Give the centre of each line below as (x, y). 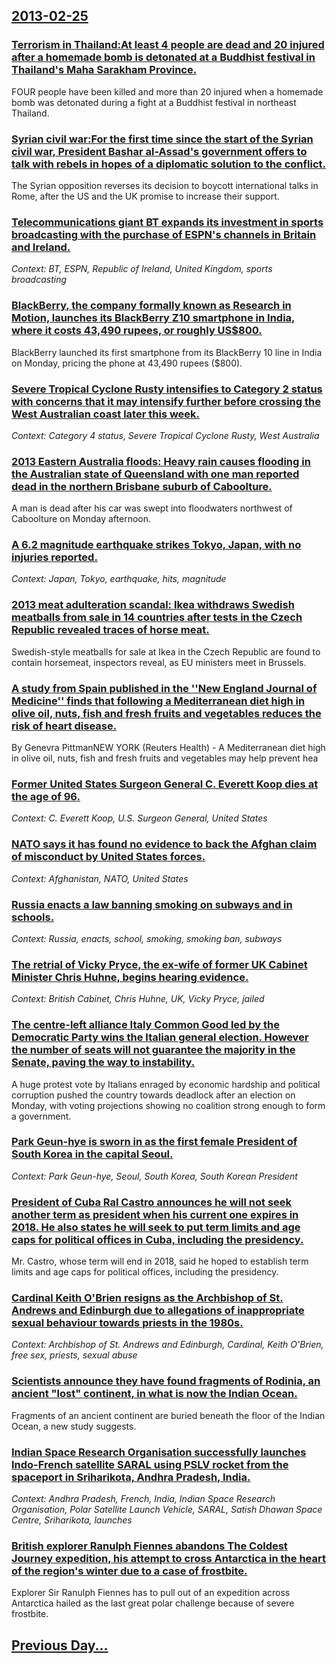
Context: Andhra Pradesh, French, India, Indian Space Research (143, 1499)
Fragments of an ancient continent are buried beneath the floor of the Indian (168, 1415)
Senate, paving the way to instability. (103, 1062)
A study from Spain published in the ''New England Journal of (164, 688)
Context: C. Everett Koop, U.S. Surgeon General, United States (139, 818)
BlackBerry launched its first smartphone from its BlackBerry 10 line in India (167, 352)
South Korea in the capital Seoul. (92, 1154)
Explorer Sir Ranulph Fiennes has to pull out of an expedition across (151, 1593)
